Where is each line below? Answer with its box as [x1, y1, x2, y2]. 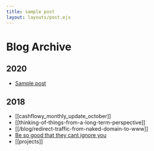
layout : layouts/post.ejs [6, 14, 71, 20]
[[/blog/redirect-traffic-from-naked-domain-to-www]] [14, 125, 149, 132]
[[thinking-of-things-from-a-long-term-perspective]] [14, 119, 146, 126]
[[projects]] [14, 138, 43, 145]
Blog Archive [6, 40, 72, 54]
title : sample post [6, 8, 55, 15]
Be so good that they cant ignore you [14, 132, 107, 139]
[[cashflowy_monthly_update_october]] [14, 113, 111, 120]
